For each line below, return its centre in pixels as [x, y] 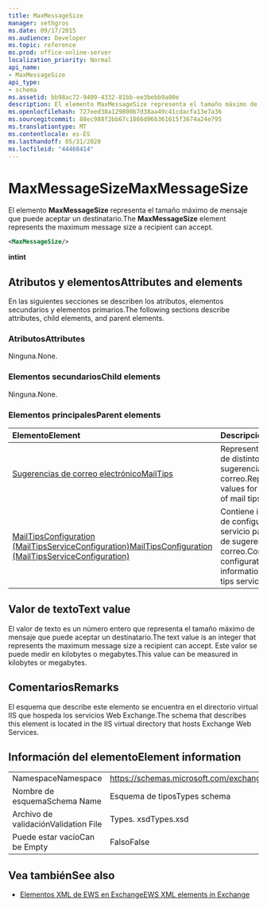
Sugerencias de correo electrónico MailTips [93, 473]
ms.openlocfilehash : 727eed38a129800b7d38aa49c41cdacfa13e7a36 [115, 112]
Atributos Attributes [47, 338]
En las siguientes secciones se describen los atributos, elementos [116, 301]
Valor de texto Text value [70, 610]
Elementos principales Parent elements [85, 415]
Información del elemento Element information [125, 757]
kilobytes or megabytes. [48, 663]
